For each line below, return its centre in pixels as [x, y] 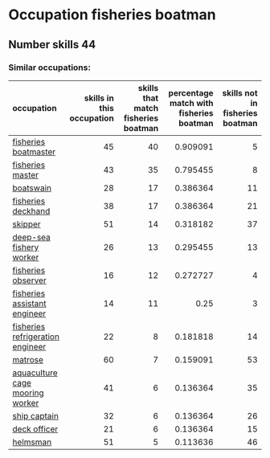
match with [192, 103]
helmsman [32, 442]
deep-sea [31, 237]
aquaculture [35, 373]
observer [29, 280]
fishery [26, 247]
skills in [99, 98]
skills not [240, 92]
